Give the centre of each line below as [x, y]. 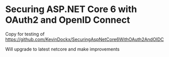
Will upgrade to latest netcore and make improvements [63, 49]
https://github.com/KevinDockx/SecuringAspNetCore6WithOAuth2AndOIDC [84, 39]
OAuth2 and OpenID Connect [68, 20]
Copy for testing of [25, 34]
